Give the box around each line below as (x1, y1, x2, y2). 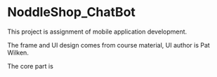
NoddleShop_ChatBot (7, 4, 136, 20)
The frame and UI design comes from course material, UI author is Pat (7, 41, 211, 49)
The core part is (7, 62, 54, 70)
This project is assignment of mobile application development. (7, 27, 188, 36)
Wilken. (7, 48, 29, 57)
